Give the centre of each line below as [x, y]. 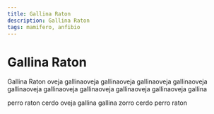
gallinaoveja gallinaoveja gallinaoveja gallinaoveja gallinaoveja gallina [107, 89]
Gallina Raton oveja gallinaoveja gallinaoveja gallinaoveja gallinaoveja [107, 81]
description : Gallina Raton [49, 21]
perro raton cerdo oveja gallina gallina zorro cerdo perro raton [97, 103]
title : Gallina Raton [39, 14]
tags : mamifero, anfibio [44, 27]
